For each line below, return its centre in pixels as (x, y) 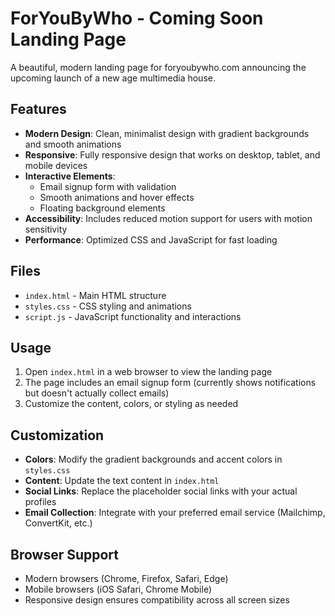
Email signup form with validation (108, 186)
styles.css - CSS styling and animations (108, 306)
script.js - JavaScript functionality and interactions (133, 316)
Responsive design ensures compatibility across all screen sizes (157, 600)
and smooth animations (73, 144)
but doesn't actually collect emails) (97, 393)
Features (38, 109)
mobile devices (56, 165)
